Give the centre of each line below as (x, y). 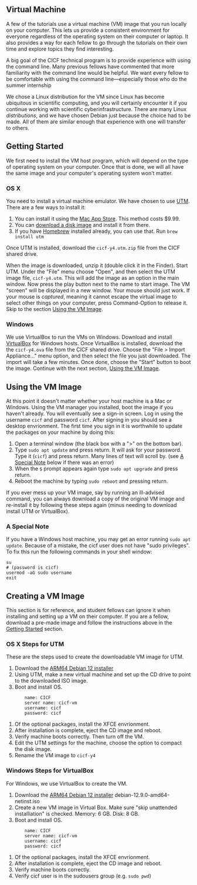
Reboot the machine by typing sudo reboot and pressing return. (91, 481)
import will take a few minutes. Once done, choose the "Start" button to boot (98, 362)
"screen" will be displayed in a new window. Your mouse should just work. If (98, 290)
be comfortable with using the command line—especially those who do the (96, 79)
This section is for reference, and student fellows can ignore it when (89, 610)
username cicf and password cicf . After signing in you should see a (89, 420)
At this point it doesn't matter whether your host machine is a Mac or (89, 401)
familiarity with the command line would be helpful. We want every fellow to (97, 72)
